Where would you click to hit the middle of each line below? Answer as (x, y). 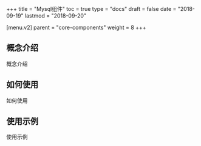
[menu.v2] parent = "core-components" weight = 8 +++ (77, 27)
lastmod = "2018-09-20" (56, 16)
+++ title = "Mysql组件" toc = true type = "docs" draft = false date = (91, 9)
